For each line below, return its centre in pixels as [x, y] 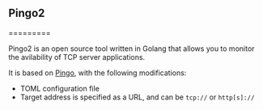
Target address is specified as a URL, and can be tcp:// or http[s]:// [137, 97]
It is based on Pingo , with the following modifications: [98, 73]
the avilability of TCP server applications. [77, 57]
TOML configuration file [59, 88]
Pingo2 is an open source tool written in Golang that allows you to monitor [131, 49]
